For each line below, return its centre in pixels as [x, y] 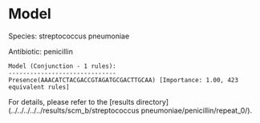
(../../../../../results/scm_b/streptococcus [74, 110]
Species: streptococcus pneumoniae [69, 36]
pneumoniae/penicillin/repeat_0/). [197, 110]
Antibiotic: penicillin [41, 51]
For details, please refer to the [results [71, 101]
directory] [152, 101]
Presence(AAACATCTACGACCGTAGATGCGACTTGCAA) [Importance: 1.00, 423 [124, 80]
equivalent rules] [39, 87]
